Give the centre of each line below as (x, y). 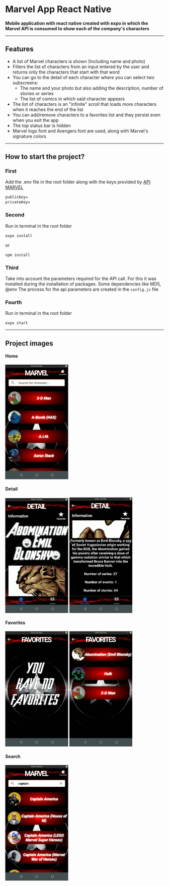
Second (15, 215)
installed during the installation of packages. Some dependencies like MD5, (83, 284)
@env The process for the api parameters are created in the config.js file (82, 289)
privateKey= (18, 202)
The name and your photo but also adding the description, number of (92, 88)
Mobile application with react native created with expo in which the (77, 23)
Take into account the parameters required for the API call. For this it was (81, 279)
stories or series (37, 93)
